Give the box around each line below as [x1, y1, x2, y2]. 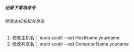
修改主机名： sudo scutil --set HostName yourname [12, 34, 120, 40]
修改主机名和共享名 [5, 18, 45, 24]
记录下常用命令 [5, 4, 36, 10]
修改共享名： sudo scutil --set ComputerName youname [12, 40, 129, 47]
